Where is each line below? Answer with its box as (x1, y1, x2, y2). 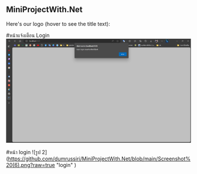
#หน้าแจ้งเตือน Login (6, 32, 50, 39)
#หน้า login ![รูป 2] (6, 149, 47, 156)
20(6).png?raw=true (6, 162, 56, 169)
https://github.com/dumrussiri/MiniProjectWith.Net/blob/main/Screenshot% (8, 155, 191, 162)
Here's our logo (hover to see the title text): (6, 20, 110, 27)
